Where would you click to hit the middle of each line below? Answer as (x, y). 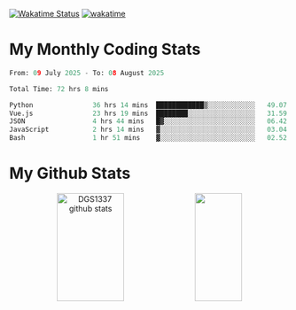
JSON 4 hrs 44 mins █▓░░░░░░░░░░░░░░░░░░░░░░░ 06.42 (148, 121)
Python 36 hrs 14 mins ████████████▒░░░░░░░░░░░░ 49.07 (148, 105)
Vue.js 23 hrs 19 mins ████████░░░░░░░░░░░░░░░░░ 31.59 (148, 113)
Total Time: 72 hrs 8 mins (59, 89)
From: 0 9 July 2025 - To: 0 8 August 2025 (87, 73)
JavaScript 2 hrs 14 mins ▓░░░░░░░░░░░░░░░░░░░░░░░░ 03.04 (148, 130)
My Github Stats (70, 174)
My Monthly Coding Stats (105, 50)
